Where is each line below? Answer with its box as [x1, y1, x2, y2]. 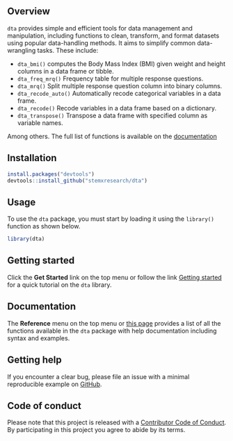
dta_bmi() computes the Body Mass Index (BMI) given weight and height [17, 59, 226, 68]
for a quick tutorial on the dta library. [7, 281, 112, 289]
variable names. [17, 118, 64, 127]
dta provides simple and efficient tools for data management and [7, 24, 193, 32]
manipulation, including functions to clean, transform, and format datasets [7, 31, 220, 40]
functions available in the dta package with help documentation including [7, 326, 217, 335]
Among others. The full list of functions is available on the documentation [7, 132, 218, 140]
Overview [7, 6, 51, 17]
